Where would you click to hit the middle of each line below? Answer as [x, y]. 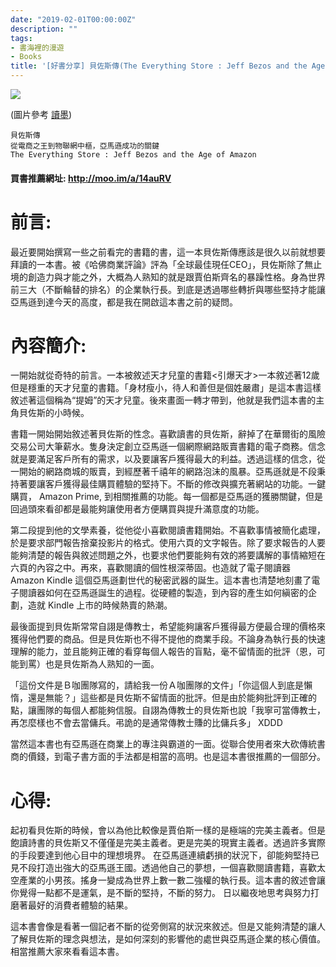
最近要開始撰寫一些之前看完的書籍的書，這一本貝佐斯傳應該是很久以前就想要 [168, 252]
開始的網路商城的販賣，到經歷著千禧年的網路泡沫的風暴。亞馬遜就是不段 [167, 472]
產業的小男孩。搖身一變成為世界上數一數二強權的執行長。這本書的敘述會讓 [172, 880]
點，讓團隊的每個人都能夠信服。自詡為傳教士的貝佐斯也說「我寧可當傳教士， [168, 710]
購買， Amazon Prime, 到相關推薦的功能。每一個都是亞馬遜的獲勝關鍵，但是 [166, 497]
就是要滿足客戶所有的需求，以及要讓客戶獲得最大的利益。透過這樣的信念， [163, 459]
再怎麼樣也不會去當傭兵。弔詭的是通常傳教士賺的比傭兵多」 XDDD [146, 723]
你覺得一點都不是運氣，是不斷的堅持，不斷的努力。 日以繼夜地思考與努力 [160, 893]
